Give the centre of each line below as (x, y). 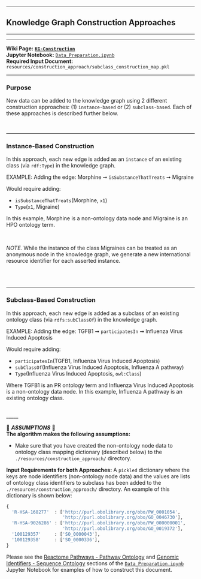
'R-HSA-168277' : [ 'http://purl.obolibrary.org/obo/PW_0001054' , (96, 512)
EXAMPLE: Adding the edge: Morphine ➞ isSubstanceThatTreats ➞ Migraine (100, 177)
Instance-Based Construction (50, 146)
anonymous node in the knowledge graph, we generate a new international (98, 254)
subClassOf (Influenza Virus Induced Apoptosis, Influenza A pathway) (99, 367)
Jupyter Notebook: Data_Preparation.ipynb (60, 55)
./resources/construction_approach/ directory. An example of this (88, 489)
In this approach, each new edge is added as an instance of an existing (94, 159)
